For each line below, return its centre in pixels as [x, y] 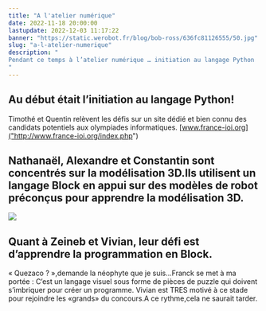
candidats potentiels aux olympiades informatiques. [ [95, 127]
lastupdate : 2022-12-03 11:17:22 [64, 30]
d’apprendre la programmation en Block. [110, 254]
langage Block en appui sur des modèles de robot [133, 185]
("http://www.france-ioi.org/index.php [70, 135]
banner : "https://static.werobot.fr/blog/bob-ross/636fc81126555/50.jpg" [133, 38]
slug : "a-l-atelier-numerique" [60, 45]
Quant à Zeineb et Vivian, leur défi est [104, 241]
